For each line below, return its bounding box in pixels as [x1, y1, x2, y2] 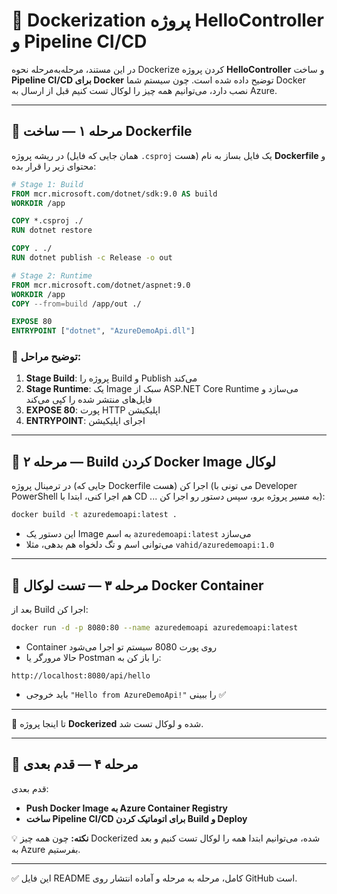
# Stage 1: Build [11, 179, 84, 189]
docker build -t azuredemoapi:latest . [11, 510, 178, 520]
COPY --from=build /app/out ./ [11, 299, 142, 309]
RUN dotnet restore [11, 225, 93, 236]
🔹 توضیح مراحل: [11, 350, 82, 364]
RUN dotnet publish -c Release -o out [11, 253, 173, 263]
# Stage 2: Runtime [11, 270, 93, 281]
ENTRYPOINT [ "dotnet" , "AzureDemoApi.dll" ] [11, 326, 196, 336]
